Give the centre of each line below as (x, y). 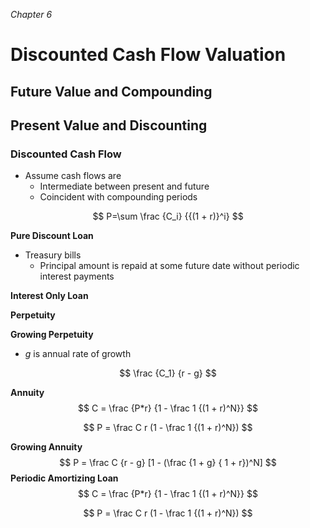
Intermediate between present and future (124, 186)
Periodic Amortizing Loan (64, 478)
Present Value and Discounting (109, 125)
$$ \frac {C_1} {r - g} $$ (168, 373)
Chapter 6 (31, 14)
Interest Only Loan (49, 296)
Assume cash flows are (73, 176)
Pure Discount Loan (52, 236)
